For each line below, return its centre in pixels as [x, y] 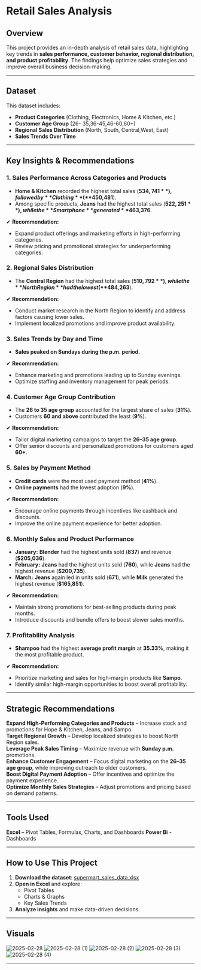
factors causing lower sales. [50, 317]
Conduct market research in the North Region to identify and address [100, 311]
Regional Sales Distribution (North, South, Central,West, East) [92, 129]
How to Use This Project [52, 863]
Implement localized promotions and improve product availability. [95, 323]
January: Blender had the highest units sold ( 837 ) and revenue [93, 552]
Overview [25, 33]
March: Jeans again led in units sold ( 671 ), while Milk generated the [99, 577]
